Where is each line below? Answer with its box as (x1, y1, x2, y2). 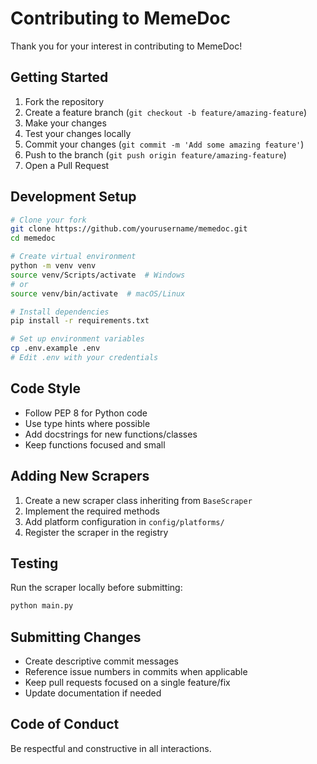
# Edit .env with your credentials (10, 353, 159, 363)
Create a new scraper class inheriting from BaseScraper (24, 494, 253, 506)
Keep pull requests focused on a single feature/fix (24, 677, 231, 689)
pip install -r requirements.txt (10, 316, 150, 326)
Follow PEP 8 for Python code (24, 407, 148, 419)
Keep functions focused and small (24, 438, 166, 451)
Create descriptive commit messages (24, 655, 179, 667)
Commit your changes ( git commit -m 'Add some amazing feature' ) (24, 138, 305, 150)
